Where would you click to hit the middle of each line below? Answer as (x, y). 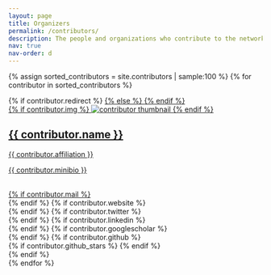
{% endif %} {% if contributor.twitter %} (75, 211)
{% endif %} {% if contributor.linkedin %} (77, 220)
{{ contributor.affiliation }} (51, 154)
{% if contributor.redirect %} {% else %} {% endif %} (97, 101)
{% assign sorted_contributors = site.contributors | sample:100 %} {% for (130, 76)
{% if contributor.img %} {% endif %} (111, 109)
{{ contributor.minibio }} (48, 170)
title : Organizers (39, 23)
